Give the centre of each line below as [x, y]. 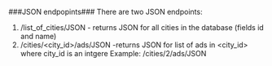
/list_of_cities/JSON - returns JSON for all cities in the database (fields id [142, 27]
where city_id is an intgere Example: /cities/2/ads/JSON [113, 53]
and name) [38, 36]
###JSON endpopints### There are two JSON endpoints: [105, 12]
